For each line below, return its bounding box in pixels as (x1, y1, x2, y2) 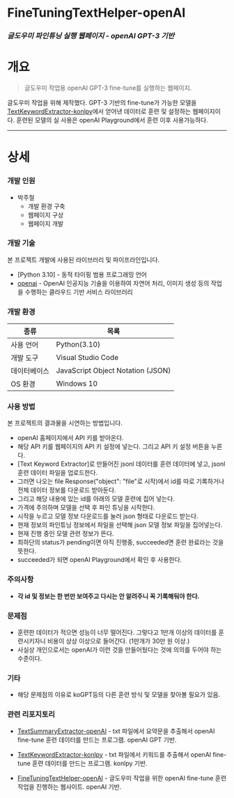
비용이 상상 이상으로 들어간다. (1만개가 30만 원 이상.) (47, 637, 190, 646)
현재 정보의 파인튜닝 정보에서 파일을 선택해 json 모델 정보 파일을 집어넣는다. (17, 521, 223, 529)
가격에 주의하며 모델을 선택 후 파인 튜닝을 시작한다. (17, 503, 155, 512)
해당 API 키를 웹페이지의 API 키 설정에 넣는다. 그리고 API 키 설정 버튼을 (17, 442, 210, 451)
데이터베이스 (10, 366, 50, 376)
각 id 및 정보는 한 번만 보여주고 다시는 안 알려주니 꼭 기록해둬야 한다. (17, 592, 200, 600)
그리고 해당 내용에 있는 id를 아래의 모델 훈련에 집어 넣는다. (17, 494, 175, 503)
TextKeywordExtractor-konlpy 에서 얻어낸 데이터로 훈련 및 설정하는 (7, 107, 192, 116)
